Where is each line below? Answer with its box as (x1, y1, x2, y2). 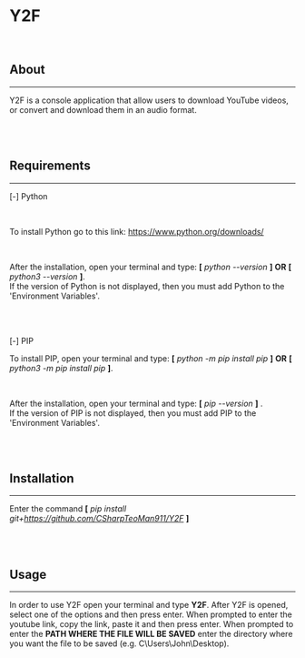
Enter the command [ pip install (9, 503, 127, 514)
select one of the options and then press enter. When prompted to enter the (9, 609, 292, 620)
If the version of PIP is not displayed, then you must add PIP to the (9, 407, 257, 419)
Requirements (9, 158, 91, 174)
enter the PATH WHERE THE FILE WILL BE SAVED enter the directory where (9, 629, 293, 640)
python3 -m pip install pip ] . (9, 362, 113, 373)
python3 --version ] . (9, 270, 86, 282)
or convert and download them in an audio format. (9, 104, 197, 115)
